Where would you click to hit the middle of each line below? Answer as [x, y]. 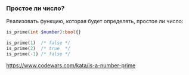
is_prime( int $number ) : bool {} [44, 32]
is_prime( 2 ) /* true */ [38, 49]
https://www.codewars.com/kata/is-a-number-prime [71, 65]
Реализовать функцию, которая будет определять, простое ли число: [95, 21]
